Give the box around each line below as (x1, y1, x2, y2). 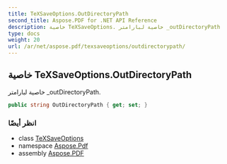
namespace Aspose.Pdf (18, 141, 88, 150)
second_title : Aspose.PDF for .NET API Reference (8, 17, 158, 24)
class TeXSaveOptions (18, 134, 84, 142)
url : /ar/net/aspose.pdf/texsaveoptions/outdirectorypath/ (8, 43, 186, 50)
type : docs (8, 30, 40, 37)
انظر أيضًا (8, 118, 37, 127)
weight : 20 (8, 37, 40, 44)
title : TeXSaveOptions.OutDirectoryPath (8, 10, 129, 18)
